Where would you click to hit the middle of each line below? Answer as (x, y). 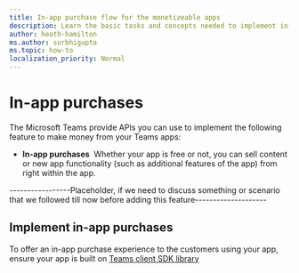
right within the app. (59, 173)
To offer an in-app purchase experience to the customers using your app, (144, 249)
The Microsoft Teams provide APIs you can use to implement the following (145, 127)
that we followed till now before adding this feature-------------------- (138, 199)
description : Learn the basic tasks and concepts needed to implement (143, 26)
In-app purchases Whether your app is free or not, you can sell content (154, 154)
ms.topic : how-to (41, 51)
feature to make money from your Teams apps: (95, 136)
